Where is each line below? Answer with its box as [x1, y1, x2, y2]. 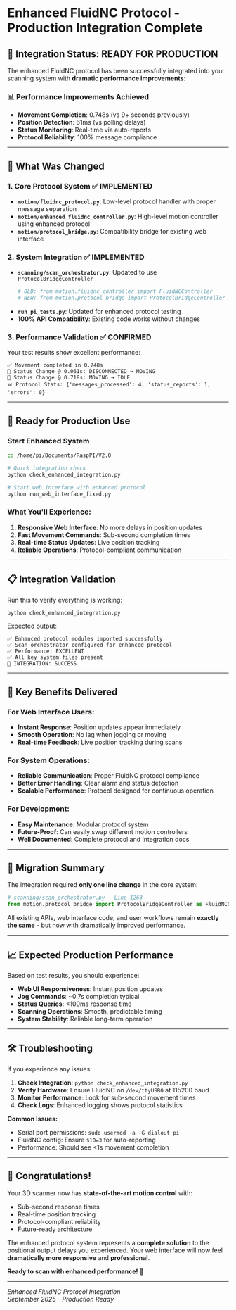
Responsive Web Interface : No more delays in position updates [17, 523, 202, 531]
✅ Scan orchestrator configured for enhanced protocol [7, 642, 173, 649]
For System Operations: [7, 755, 90, 765]
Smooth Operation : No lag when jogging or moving [17, 731, 166, 739]
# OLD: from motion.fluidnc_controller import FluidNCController [17, 288, 213, 295]
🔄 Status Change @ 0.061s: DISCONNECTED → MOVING [7, 368, 156, 375]
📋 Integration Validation [7, 574, 116, 586]
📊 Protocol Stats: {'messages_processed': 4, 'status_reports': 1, [7, 382, 211, 389]
